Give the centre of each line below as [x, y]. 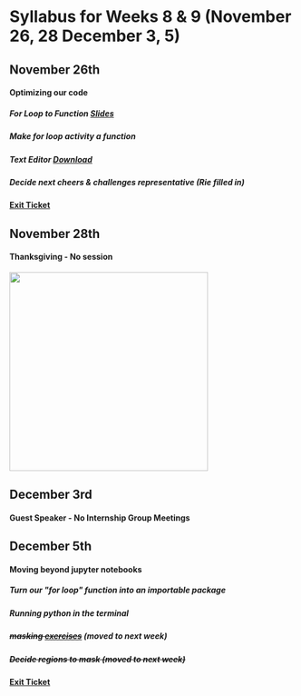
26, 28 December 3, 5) [95, 36]
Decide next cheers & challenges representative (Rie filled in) [127, 182]
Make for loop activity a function [73, 136]
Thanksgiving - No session [61, 257]
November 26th [55, 70]
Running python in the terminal [69, 613]
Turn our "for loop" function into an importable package [118, 590]
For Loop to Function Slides [62, 113]
